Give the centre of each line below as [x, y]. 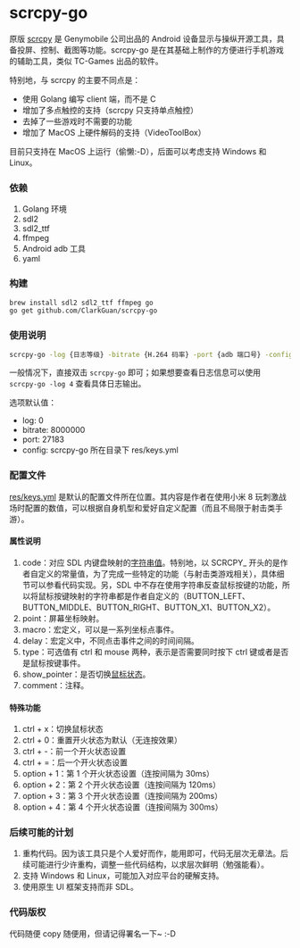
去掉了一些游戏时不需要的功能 [77, 121]
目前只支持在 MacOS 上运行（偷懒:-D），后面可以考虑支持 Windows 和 [138, 151]
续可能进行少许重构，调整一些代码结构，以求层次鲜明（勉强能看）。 [146, 865]
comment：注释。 [55, 685]
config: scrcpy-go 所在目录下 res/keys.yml [100, 450]
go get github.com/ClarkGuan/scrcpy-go [83, 311]
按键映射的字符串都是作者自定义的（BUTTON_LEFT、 [151, 595]
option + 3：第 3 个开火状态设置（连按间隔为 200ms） [122, 796]
